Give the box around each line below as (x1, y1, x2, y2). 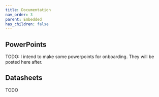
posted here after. (5, 59, 43, 65)
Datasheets (5, 74, 43, 82)
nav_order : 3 (5, 12, 33, 17)
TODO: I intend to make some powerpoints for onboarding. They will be (5, 54, 154, 60)
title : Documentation (5, 7, 51, 13)
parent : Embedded (5, 17, 42, 22)
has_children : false (5, 21, 49, 27)
